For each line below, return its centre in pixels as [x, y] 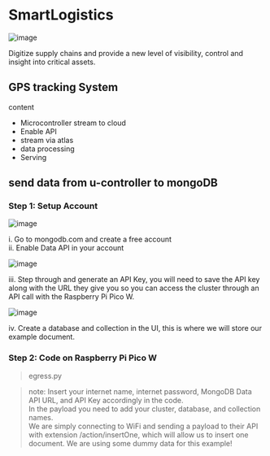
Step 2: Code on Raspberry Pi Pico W [83, 358]
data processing [47, 149]
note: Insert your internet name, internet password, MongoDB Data [140, 391]
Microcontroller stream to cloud [73, 123]
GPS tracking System [63, 87]
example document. [42, 337]
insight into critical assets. [52, 62]
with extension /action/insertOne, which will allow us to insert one [138, 434]
